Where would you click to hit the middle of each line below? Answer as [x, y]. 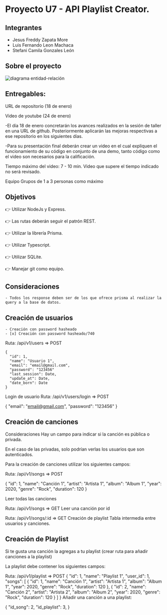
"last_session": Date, [33, 374]
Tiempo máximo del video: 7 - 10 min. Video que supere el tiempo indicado [82, 166]
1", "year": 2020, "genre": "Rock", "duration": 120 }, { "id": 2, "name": [76, 586]
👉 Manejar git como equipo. [35, 269]
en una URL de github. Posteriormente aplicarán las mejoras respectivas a [81, 131]
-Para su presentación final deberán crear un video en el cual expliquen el [81, 146]
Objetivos [20, 197]
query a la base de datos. [33, 302]
